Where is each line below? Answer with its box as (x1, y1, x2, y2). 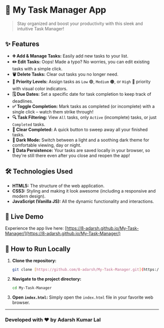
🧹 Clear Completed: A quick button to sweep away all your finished (12, 127, 148, 132)
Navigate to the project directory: (12, 276, 82, 282)
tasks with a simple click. (12, 66, 62, 71)
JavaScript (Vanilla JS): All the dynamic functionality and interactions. (12, 198, 154, 204)
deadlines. (12, 98, 33, 104)
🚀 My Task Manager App (5, 4, 106, 16)
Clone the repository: (12, 258, 57, 263)
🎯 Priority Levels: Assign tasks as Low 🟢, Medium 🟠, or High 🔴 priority (12, 78, 151, 85)
